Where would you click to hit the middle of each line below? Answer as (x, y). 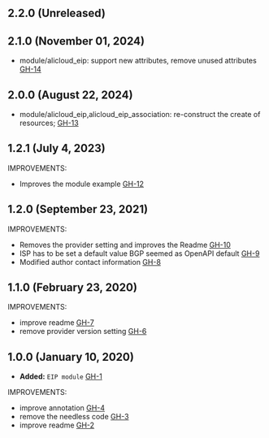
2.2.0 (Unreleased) (57, 13)
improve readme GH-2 (57, 425)
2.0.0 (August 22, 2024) (70, 95)
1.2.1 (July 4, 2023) (57, 148)
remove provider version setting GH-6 (83, 332)
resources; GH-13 (49, 123)
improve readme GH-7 (56, 323)
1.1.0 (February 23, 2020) (72, 288)
